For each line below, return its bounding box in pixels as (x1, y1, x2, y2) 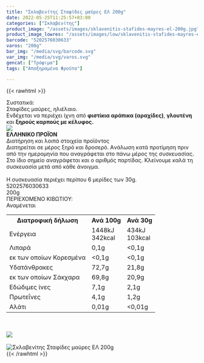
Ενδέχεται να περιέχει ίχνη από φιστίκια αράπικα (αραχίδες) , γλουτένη (6, 112, 192, 119)
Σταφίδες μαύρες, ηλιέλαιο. (6, 106, 78, 113)
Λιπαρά (9, 243, 32, 252)
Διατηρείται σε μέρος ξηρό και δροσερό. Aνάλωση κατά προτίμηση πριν (6, 144, 189, 151)
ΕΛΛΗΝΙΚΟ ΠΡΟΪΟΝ (6, 131, 58, 138)
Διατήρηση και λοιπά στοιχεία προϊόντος (6, 137, 110, 144)
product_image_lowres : (6, 32, 64, 38)
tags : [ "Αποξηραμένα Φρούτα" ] (6, 65, 83, 72)
